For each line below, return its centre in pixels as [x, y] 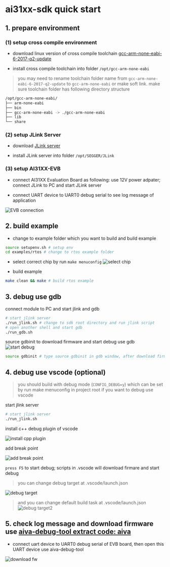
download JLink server [36, 146]
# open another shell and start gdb [44, 327]
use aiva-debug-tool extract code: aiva [68, 532]
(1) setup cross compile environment [51, 42]
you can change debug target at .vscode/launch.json [73, 483]
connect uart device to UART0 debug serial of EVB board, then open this [88, 544]
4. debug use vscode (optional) [56, 372]
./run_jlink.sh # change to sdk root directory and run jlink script [80, 323]
